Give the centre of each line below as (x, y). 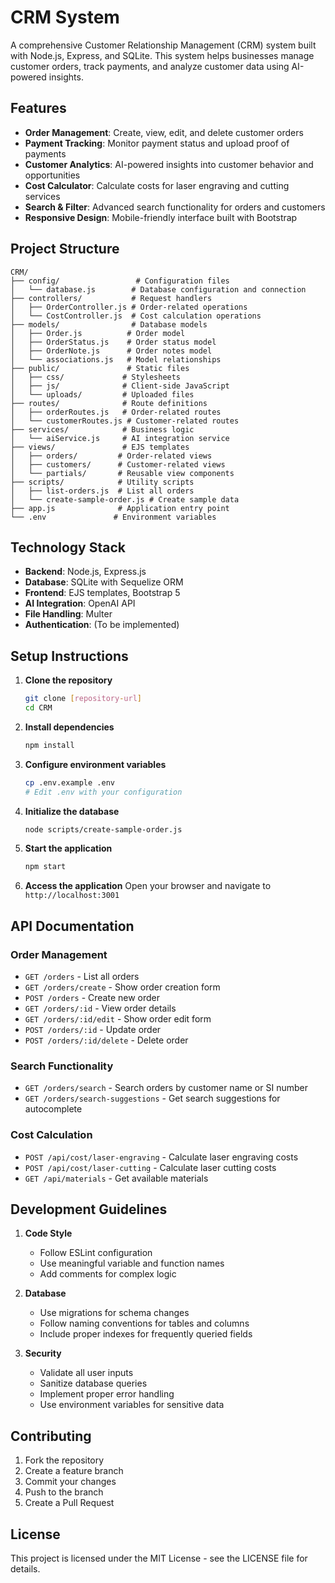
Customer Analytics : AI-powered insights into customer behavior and (169, 164)
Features (38, 108)
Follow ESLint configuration (96, 1253)
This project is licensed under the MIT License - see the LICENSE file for (159, 1558)
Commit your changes (70, 1482)
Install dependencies (69, 727)
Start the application (68, 848)
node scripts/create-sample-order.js (103, 829)
